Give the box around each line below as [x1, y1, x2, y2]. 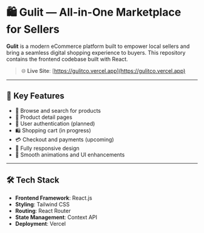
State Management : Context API [15, 214, 98, 221]
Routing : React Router [15, 207, 71, 214]
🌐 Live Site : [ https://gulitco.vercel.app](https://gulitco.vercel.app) [21, 67, 186, 74]
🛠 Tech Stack [6, 175, 59, 186]
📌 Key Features [6, 91, 65, 101]
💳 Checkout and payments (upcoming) [15, 135, 114, 143]
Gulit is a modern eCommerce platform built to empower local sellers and [6, 42, 190, 50]
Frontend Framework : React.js [15, 194, 92, 201]
